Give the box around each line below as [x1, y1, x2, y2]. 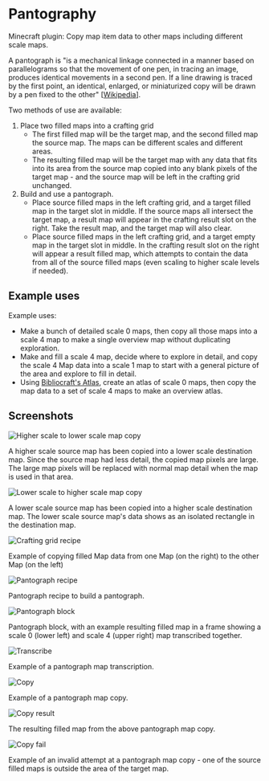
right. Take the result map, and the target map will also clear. [31, 223, 233, 233]
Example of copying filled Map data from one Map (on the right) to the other [8, 551, 259, 561]
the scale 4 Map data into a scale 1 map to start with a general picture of [19, 360, 259, 370]
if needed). [31, 266, 69, 276]
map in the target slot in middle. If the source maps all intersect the [31, 206, 254, 215]
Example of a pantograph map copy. [8, 693, 128, 702]
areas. [31, 146, 54, 156]
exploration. [19, 343, 60, 353]
